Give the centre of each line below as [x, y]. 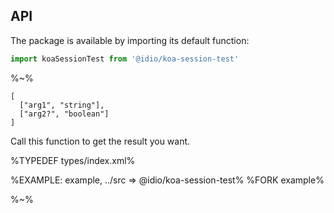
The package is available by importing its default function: [130, 40]
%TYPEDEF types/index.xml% [73, 160]
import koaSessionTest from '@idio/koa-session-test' [125, 59]
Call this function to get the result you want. [100, 141]
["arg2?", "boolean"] [64, 114]
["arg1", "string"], [62, 105]
